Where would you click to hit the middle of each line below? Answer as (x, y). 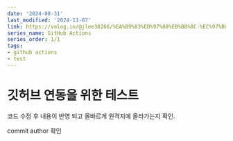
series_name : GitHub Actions (49, 33)
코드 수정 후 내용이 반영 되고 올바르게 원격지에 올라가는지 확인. (91, 116)
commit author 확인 (35, 131)
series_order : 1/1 (34, 40)
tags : (15, 46)
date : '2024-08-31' (35, 14)
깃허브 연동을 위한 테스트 (73, 95)
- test (17, 59)
